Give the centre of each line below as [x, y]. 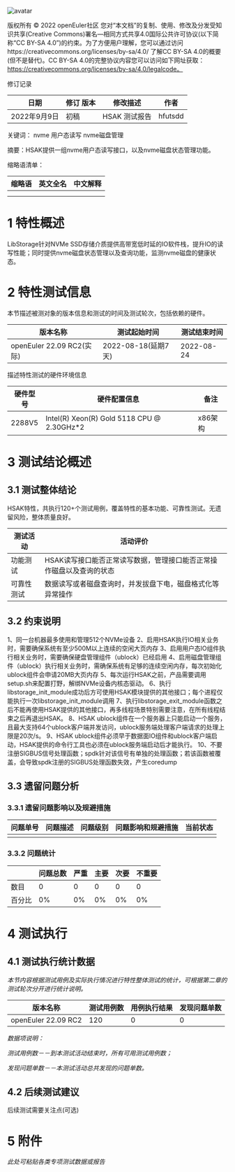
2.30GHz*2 [65, 427]
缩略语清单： [25, 165]
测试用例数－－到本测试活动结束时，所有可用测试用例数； [90, 1053]
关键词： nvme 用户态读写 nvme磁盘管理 [66, 135]
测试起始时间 [138, 332]
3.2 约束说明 [34, 621]
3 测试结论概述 [50, 462]
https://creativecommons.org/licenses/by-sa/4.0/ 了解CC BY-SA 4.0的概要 [114, 51]
